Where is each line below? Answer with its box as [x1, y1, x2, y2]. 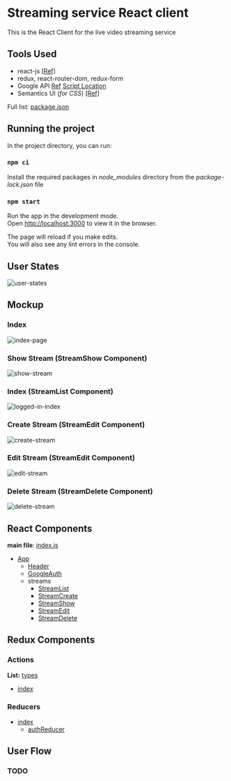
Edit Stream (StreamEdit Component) [7, 453, 136, 463]
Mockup [7, 299, 44, 311]
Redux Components [7, 634, 95, 646]
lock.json [7, 180, 33, 188]
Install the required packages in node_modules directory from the [7, 172, 195, 181]
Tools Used [7, 48, 57, 60]
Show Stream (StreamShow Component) [7, 353, 148, 363]
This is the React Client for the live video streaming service [7, 28, 176, 36]
